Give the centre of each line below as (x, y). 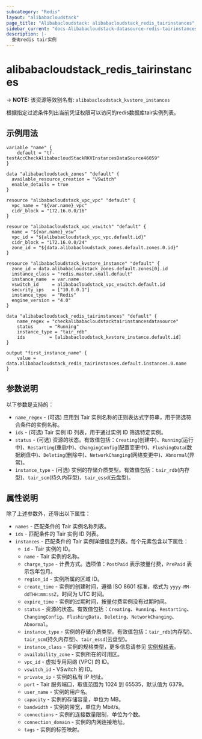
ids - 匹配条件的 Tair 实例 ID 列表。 (58, 534)
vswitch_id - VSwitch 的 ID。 (60, 669)
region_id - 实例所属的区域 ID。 (63, 579)
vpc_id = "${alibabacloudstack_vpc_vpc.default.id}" (79, 237)
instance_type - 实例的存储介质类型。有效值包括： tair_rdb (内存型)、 (109, 632)
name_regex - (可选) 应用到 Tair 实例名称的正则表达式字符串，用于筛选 (100, 417)
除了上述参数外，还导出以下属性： (48, 514)
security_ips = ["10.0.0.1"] (51, 289)
